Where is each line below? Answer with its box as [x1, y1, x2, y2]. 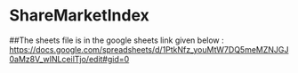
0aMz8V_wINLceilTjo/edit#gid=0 [9, 53, 130, 64]
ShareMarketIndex [9, 5, 149, 26]
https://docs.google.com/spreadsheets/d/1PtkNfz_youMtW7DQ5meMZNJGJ [9, 44, 289, 54]
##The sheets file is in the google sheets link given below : [9, 35, 224, 45]
